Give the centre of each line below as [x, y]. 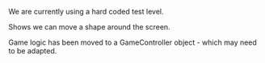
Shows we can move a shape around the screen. [90, 27]
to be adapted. [33, 51]
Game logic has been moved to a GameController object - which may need [132, 42]
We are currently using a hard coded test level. [86, 12]
